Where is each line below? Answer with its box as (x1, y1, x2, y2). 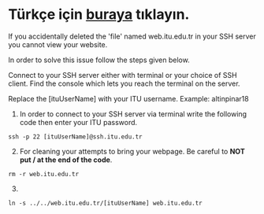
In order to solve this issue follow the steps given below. (8, 55, 191, 65)
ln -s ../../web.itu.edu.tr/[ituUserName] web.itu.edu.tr (8, 199, 203, 207)
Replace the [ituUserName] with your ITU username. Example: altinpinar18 (8, 94, 250, 103)
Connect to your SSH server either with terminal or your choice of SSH (8, 70, 238, 79)
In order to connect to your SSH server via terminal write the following (19, 109, 247, 119)
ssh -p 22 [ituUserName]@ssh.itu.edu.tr (8, 132, 143, 141)
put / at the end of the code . (19, 155, 113, 164)
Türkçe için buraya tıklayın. (8, 6, 190, 24)
